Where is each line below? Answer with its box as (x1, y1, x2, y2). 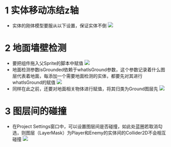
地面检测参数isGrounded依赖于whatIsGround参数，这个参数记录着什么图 (12, 66, 165, 72)
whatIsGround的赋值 (12, 79, 56, 85)
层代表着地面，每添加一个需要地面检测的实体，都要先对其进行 (12, 72, 143, 79)
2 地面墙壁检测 (5, 42, 67, 54)
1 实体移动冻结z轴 (5, 5, 79, 16)
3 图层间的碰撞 (5, 106, 67, 117)
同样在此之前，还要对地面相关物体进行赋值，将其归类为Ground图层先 (12, 85, 158, 92)
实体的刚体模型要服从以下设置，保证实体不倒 (12, 22, 107, 29)
